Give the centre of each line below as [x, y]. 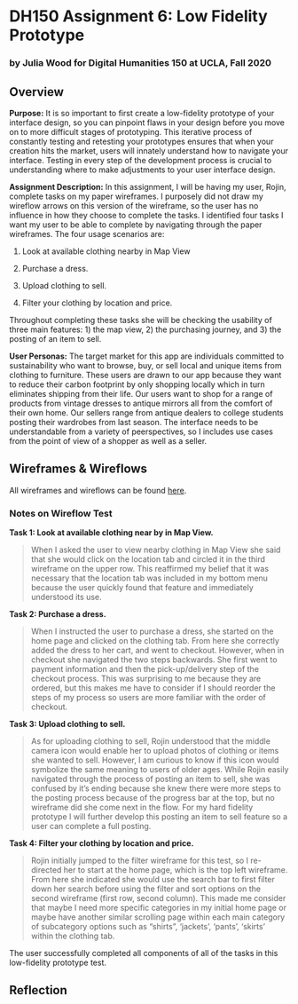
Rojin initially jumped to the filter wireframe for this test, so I [140, 861]
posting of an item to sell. [55, 338]
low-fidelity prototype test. [58, 963]
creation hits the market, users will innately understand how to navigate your [149, 150]
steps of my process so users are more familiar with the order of [148, 698]
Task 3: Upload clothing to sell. [67, 724]
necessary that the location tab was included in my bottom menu [149, 578]
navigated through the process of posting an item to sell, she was [150, 779]
